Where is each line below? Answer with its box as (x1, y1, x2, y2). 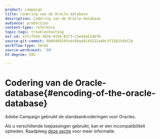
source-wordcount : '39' (5, 47, 53, 52)
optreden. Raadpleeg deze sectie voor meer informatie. (5, 128, 115, 134)
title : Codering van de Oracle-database (5, 12, 88, 16)
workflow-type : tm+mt (5, 43, 49, 48)
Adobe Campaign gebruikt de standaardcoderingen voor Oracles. (5, 114, 136, 120)
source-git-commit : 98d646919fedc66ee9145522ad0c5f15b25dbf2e (5, 39, 133, 44)
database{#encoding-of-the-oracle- (5, 88, 156, 98)
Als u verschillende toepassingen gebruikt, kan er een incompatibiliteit (5, 123, 145, 129)
